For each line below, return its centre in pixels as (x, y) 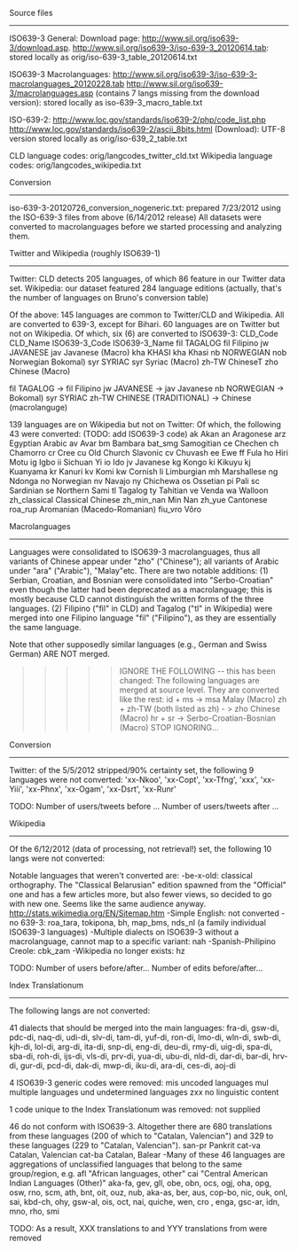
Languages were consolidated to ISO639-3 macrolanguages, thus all (135, 552)
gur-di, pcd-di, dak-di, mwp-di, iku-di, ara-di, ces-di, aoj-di (128, 1066)
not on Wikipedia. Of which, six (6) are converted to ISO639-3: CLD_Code (144, 333)
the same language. (45, 627)
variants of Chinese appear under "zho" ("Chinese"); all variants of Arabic (144, 561)
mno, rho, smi (35, 1211)
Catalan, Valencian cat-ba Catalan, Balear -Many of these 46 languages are (147, 1155)
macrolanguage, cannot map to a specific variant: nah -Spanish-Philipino (143, 941)
